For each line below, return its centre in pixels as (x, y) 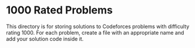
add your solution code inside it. (45, 39)
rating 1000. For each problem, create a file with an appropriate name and (95, 32)
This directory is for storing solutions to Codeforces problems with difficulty (98, 26)
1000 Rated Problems (59, 10)
